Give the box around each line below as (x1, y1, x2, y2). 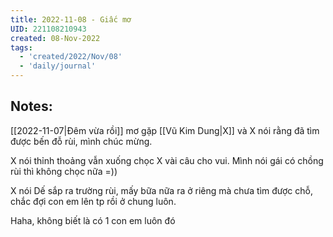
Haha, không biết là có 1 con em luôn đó (10, 214, 176, 226)
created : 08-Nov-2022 (10, 33, 101, 43)
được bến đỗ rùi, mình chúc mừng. (10, 135, 153, 147)
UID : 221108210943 (10, 24, 87, 34)
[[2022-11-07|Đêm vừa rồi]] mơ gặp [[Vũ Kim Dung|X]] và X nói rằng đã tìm (10, 124, 320, 136)
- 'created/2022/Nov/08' (19, 52, 123, 62)
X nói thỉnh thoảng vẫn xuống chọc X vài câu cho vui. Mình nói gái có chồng (10, 154, 324, 166)
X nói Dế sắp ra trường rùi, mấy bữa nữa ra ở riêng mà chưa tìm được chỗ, (10, 184, 313, 196)
